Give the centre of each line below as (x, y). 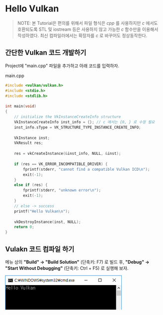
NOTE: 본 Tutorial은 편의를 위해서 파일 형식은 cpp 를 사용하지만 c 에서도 (87, 23)
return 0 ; (24, 227)
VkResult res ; (29, 143)
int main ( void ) (21, 106)
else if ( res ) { (31, 185)
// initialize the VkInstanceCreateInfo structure (68, 117)
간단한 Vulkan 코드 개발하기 (46, 53)
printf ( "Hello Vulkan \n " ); (42, 211)
